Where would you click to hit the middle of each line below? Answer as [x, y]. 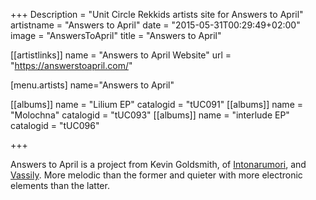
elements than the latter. [60, 185]
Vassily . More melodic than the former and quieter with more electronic [156, 175]
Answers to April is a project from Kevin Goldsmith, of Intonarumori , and [158, 164]
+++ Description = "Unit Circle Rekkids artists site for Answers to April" [157, 14]
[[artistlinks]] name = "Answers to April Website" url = [121, 55]
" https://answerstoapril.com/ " [71, 65]
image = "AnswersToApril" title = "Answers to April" [116, 35]
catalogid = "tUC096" [55, 125]
